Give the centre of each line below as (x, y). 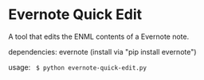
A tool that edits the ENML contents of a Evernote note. (99, 36)
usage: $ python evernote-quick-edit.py (78, 67)
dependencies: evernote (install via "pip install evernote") (102, 51)
